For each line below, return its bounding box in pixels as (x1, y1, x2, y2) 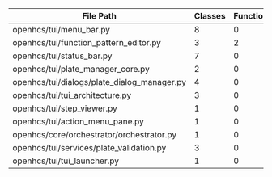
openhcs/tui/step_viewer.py (12, 103, 117, 114)
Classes (193, 11, 226, 21)
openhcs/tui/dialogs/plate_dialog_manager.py (12, 77, 186, 87)
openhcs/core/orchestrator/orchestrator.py (12, 129, 176, 140)
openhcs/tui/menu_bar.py (12, 24, 111, 35)
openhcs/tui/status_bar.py (12, 50, 113, 61)
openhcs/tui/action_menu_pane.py (12, 116, 144, 127)
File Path (82, 11, 117, 21)
